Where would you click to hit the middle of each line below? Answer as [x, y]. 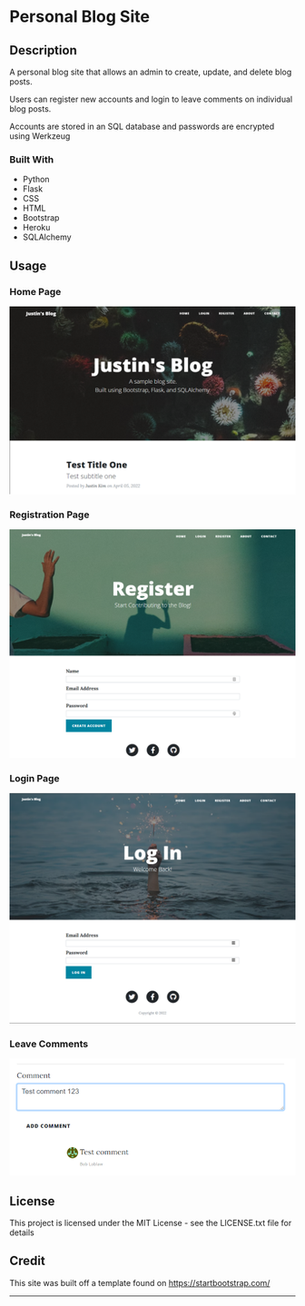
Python [36, 180]
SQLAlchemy [47, 237]
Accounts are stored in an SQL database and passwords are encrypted [142, 126]
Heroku [36, 228]
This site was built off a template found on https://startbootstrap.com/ [140, 1282]
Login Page [35, 779]
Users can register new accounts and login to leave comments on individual [151, 99]
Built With [32, 159]
